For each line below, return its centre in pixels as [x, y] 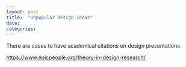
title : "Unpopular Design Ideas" [50, 18]
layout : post [23, 12]
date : [13, 23]
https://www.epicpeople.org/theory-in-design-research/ [76, 57]
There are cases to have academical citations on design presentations [93, 46]
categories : [21, 29]
